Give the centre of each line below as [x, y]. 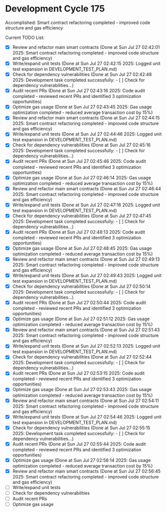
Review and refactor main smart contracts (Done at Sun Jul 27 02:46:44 [87, 188]
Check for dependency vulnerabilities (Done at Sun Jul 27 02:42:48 [82, 74]
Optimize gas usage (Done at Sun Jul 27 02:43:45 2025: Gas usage [82, 107]
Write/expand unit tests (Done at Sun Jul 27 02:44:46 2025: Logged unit [87, 134]
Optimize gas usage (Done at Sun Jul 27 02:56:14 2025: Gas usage [81, 460]
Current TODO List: [25, 37]
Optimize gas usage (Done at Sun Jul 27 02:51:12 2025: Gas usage [81, 319]
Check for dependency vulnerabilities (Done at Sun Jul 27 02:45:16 [81, 145]
